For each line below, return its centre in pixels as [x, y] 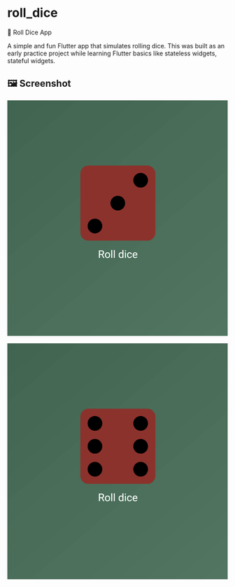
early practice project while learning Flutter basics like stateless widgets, [112, 53]
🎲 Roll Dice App [30, 32]
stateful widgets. [31, 60]
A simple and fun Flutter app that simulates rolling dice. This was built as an [116, 46]
